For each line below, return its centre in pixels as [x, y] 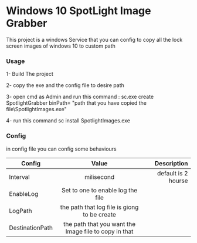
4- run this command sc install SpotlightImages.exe [68, 121]
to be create [99, 214]
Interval [20, 177]
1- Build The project [30, 74]
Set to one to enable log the [99, 190]
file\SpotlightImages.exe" [36, 109]
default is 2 [173, 173]
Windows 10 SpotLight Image [79, 11]
